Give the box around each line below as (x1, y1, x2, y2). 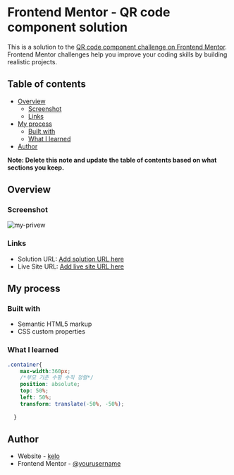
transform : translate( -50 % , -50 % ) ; (20, 400, 125, 407)
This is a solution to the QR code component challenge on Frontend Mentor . (7, 42, 227, 51)
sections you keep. (7, 163, 65, 172)
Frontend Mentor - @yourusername (17, 459, 121, 468)
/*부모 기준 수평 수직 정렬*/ (20, 374, 94, 382)
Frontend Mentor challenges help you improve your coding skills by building (7, 50, 228, 59)
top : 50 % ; (20, 387, 49, 394)
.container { (7, 361, 42, 368)
